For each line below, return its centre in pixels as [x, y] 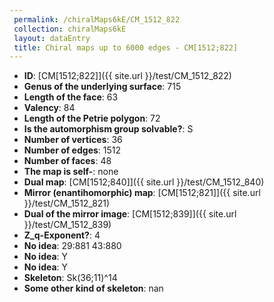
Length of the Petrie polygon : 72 [92, 118]
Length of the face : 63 [71, 97]
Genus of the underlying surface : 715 [102, 87]
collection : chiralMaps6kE [70, 29]
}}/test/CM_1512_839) [67, 225]
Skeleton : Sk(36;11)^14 [70, 278]
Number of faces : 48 [67, 161]
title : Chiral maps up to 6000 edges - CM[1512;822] [126, 47]
